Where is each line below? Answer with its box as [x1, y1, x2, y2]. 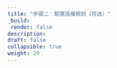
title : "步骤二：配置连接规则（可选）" [7, 10, 111, 18]
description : [7, 30, 46, 38]
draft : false [7, 37, 46, 44]
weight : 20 [7, 50, 40, 57]
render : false [10, 23, 53, 30]
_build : [7, 17, 31, 24]
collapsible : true [7, 43, 62, 50]
